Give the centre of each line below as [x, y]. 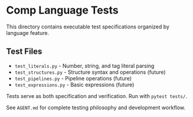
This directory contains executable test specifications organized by [88, 27]
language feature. [27, 32]
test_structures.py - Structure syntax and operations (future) [90, 72]
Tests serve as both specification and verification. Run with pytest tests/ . [97, 96]
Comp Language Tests [63, 10]
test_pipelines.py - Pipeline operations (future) [73, 78]
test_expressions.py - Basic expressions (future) [74, 84]
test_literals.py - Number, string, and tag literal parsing [84, 66]
